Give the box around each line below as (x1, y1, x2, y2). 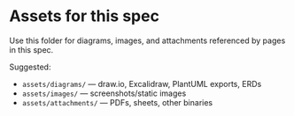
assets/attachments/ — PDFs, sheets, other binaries (21, 97, 213, 107)
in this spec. (9, 44, 54, 54)
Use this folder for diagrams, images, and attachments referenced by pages (9, 35, 286, 46)
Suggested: (9, 62, 51, 72)
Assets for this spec (9, 6, 159, 26)
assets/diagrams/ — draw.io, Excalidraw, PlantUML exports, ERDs (21, 78, 262, 89)
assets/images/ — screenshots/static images (21, 88, 187, 98)
